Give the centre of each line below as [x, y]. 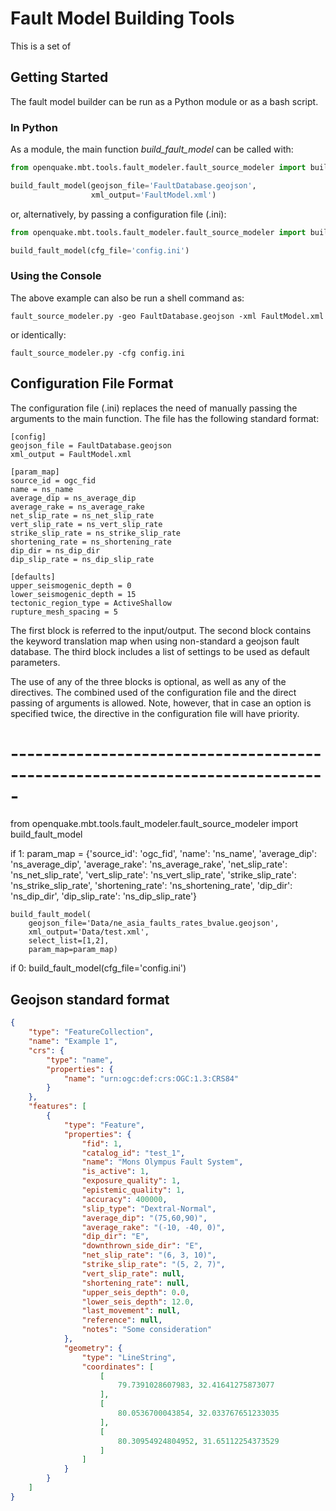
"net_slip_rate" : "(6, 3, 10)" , [149, 1255]
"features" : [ [57, 1107]
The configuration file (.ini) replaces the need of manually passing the [154, 408]
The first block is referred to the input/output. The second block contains [161, 630]
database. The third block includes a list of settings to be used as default [160, 651]
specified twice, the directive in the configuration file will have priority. [155, 713]
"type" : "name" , [80, 1060]
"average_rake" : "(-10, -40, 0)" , [153, 1227]
